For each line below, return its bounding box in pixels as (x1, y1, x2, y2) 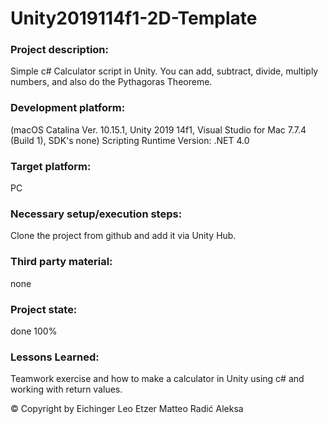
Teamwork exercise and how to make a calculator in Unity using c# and (10, 373, 305, 385)
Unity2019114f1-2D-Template (10, 7, 258, 30)
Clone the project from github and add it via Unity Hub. (10, 230, 237, 242)
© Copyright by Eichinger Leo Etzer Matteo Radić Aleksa (10, 403, 244, 415)
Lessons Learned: (10, 350, 100, 364)
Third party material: (10, 255, 113, 269)
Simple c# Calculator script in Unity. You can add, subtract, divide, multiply (10, 65, 319, 77)
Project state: (10, 302, 78, 316)
